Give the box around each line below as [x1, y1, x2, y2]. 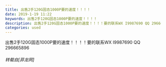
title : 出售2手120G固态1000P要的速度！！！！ [5, 7, 91, 12]
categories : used [5, 25, 41, 30]
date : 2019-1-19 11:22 [5, 12, 52, 17]
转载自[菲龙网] [5, 57, 35, 63]
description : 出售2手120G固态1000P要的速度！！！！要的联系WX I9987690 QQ [5, 21, 150, 26]
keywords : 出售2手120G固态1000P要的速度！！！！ [5, 16, 97, 21]
